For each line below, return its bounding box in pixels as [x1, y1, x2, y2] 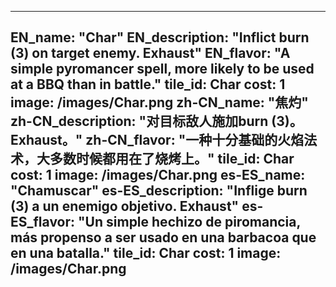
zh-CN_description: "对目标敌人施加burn [10, 113, 269, 130]
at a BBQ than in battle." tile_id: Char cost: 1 [10, 76, 286, 93]
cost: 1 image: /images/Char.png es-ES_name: [10, 167, 306, 184]
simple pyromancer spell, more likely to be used [10, 61, 315, 78]
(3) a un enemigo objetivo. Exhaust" [10, 198, 240, 215]
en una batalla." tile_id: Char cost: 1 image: [10, 245, 282, 262]
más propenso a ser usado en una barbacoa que [10, 229, 317, 246]
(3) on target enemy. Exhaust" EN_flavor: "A [10, 45, 291, 62]
